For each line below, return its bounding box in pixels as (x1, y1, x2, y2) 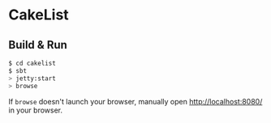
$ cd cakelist (8, 59, 57, 67)
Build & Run (8, 38, 67, 52)
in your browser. (8, 105, 63, 115)
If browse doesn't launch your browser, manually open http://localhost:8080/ (8, 96, 263, 106)
